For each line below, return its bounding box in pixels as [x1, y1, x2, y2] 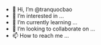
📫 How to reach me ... [12, 32, 69, 39]
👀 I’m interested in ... [12, 12, 64, 19]
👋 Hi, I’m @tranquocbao [12, 6, 72, 13]
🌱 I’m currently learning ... [12, 19, 78, 26]
